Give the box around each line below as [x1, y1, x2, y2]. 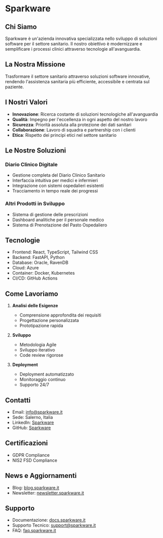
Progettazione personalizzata [19, 317, 80, 323]
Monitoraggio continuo [19, 377, 66, 382]
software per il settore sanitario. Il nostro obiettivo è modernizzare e [5, 41, 142, 47]
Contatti [5, 396, 31, 404]
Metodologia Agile [19, 342, 56, 348]
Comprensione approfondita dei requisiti [19, 312, 102, 318]
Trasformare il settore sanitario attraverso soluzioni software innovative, [5, 73, 151, 79]
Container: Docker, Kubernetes [12, 270, 75, 276]
